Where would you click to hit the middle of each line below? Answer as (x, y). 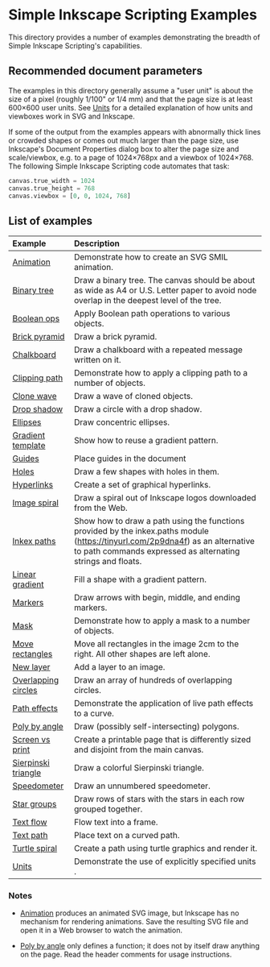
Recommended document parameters (106, 71)
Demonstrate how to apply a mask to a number (162, 620)
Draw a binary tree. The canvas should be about (164, 280)
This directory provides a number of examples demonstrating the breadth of (134, 37)
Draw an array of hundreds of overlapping (153, 680)
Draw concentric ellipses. (122, 422)
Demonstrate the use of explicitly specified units (165, 861)
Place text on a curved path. (127, 836)
